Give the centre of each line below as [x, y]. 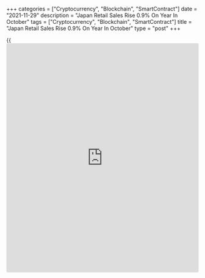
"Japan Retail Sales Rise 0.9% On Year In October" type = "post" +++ [94, 28]
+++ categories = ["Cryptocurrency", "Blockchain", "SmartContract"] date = [102, 9]
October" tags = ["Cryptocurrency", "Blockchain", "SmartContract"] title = [99, 22]
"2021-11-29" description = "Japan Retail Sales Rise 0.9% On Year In [92, 15]
